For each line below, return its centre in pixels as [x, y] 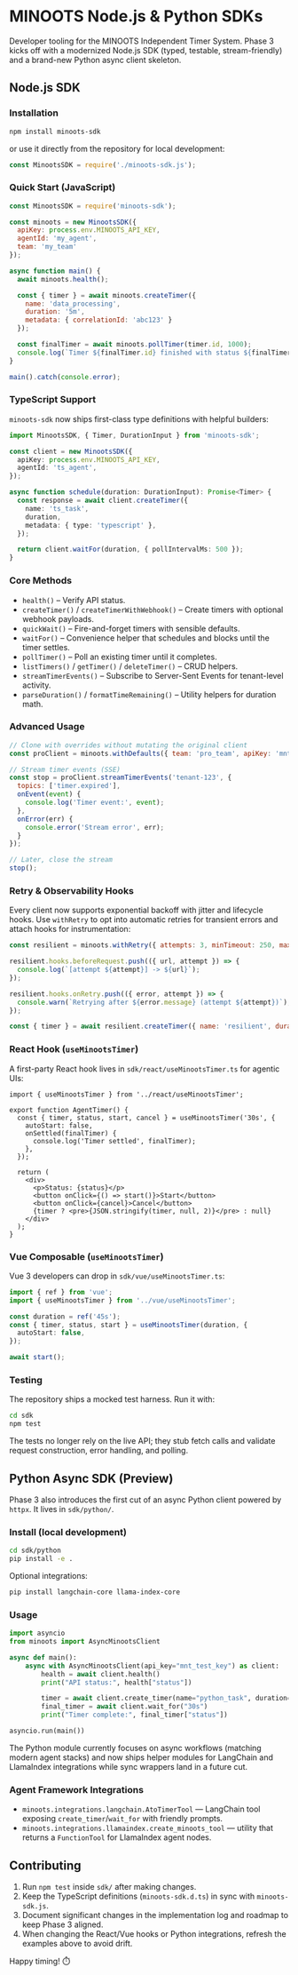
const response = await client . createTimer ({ [103, 501]
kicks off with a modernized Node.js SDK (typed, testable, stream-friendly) [146, 50]
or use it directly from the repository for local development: [117, 148]
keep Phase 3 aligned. [63, 1924]
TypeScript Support [53, 400]
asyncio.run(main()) [47, 1731]
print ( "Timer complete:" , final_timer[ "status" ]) [134, 1715]
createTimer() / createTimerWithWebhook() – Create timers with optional [153, 609]
